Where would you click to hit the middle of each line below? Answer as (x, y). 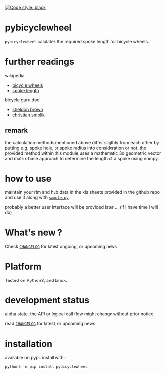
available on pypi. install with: (35, 358)
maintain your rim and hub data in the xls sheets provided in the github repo (83, 192)
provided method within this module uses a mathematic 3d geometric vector (83, 153)
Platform (23, 266)
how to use (28, 178)
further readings (40, 62)
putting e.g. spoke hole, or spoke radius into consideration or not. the (76, 148)
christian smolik (28, 115)
